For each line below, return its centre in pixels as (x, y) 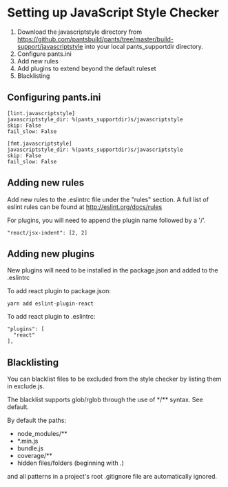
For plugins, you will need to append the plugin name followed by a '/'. (106, 220)
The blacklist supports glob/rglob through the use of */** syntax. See (105, 400)
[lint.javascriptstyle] (41, 113)
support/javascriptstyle (50, 46)
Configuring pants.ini (54, 98)
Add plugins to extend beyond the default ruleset (86, 68)
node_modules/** (42, 434)
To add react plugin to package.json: (59, 291)
